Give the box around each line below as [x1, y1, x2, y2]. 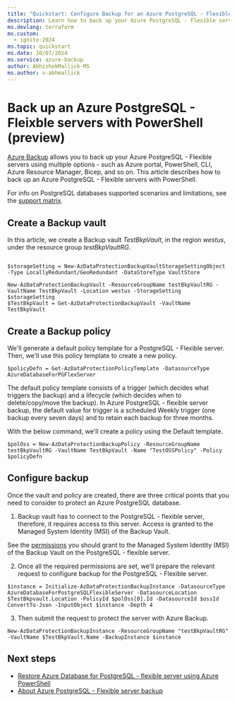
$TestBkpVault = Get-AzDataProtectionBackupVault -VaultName [7, 300, 191, 307]
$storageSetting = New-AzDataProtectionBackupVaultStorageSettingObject [7, 263, 226, 270]
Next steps [7, 653, 56, 665]
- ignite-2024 [13, 37, 55, 44]
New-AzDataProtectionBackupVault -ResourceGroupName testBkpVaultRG [7, 281, 213, 289]
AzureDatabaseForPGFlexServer [7, 371, 97, 378]
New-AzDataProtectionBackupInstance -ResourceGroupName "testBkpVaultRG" [7, 627, 229, 634]
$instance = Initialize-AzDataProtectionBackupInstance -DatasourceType [7, 583, 226, 590]
